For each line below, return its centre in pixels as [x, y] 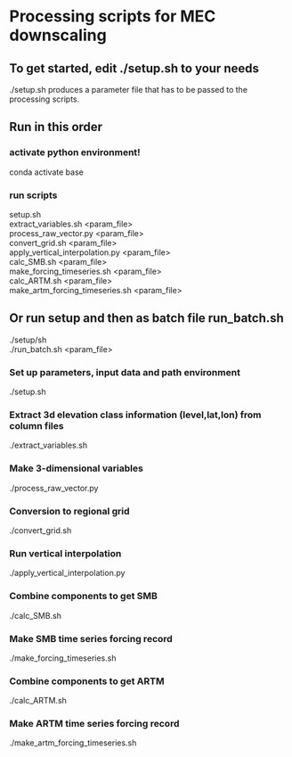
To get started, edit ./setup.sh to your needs [134, 68]
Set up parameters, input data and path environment [125, 372]
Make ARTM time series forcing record [94, 724]
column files [36, 426]
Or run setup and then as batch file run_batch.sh [147, 318]
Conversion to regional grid [70, 511]
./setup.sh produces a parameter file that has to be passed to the [128, 90]
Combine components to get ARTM [87, 681]
